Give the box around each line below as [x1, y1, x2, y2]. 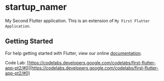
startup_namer [5, 1, 67, 13]
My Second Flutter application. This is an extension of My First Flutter [5, 18, 150, 24]
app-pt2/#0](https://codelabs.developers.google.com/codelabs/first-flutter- [5, 65, 159, 71]
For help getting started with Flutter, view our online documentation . [5, 50, 142, 56]
